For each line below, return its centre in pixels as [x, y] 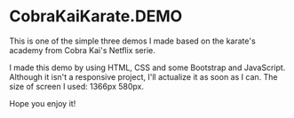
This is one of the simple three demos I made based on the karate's [132, 41]
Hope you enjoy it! [43, 103]
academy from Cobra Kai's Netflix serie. [82, 50]
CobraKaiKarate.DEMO [96, 16]
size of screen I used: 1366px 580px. [77, 86]
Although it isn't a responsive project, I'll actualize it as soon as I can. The [143, 76]
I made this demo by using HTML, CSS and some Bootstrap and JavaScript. [147, 67]
